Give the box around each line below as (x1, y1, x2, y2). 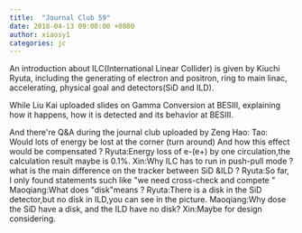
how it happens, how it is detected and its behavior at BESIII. (9, 109, 234, 120)
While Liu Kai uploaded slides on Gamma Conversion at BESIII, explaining (9, 100, 281, 111)
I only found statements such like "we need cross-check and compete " (9, 175, 276, 186)
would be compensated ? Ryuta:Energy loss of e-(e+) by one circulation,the (9, 146, 291, 157)
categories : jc (9, 38, 67, 48)
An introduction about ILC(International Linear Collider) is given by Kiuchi (9, 63, 280, 74)
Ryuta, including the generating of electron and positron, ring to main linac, (9, 73, 288, 84)
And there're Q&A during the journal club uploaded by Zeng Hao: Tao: (9, 127, 269, 138)
